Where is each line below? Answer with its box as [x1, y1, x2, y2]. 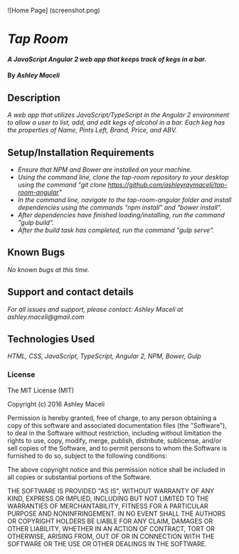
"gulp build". [17, 219, 55, 226]
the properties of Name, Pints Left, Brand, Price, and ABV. [7, 126, 178, 135]
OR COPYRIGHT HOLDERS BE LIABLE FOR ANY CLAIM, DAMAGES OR [7, 516, 213, 526]
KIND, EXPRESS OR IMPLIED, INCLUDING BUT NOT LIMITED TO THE [7, 494, 209, 503]
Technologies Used [7, 333, 95, 345]
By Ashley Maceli [7, 71, 60, 80]
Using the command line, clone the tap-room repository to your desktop [17, 173, 229, 181]
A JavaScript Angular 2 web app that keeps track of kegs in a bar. [7, 55, 207, 63]
